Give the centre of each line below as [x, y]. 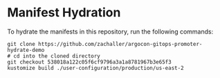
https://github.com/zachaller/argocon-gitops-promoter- [120, 44]
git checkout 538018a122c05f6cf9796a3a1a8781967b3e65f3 [89, 62]
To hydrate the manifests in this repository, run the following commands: [110, 31]
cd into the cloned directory [57, 56]
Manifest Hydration [64, 13]
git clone [21, 44]
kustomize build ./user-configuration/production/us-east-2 [96, 68]
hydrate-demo [26, 50]
